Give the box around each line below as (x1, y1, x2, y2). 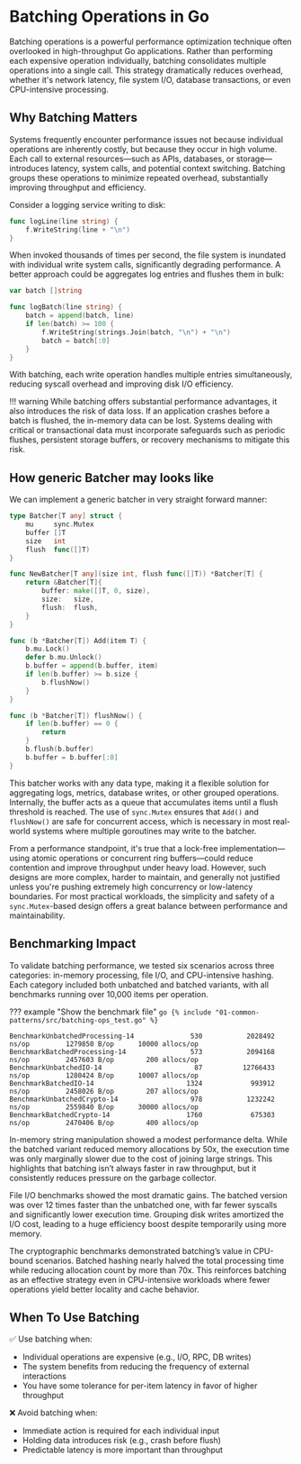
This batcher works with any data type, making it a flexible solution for (9, 777, 270, 788)
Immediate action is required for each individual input (22, 1425, 220, 1436)
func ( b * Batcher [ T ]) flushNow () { (9, 711, 143, 720)
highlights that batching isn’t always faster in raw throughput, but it (9, 1162, 257, 1173)
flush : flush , (41, 603, 99, 612)
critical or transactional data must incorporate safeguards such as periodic (9, 425, 286, 436)
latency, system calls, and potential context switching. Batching (50, 162, 286, 173)
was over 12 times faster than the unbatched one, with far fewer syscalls (9, 1199, 278, 1210)
